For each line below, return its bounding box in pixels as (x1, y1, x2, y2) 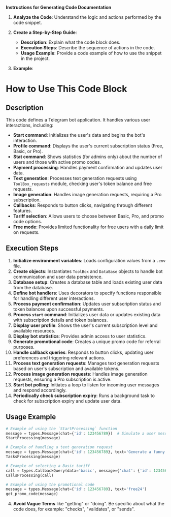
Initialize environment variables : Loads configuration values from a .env (13, 257, 166, 263)
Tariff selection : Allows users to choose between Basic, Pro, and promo (13, 213, 164, 219)
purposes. (13, 344, 35, 350)
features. (13, 208, 32, 214)
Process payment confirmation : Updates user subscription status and (13, 300, 161, 307)
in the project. (20, 55, 50, 62)
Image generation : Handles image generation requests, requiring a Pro (13, 192, 162, 197)
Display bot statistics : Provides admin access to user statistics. (13, 333, 147, 339)
